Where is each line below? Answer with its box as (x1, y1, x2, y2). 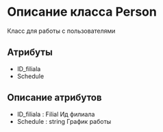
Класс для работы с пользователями (7, 27, 116, 35)
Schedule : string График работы (16, 117, 112, 125)
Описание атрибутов (7, 92, 102, 103)
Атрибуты (7, 47, 53, 58)
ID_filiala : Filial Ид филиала (16, 110, 95, 118)
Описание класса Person (7, 4, 158, 20)
